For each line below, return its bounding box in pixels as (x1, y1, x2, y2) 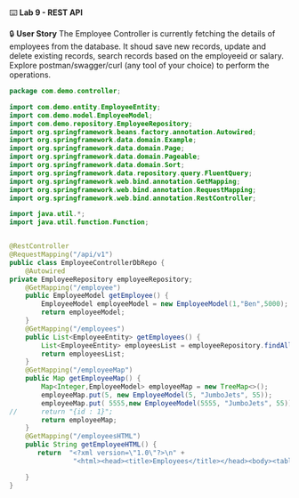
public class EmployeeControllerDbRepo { (9, 258, 166, 267)
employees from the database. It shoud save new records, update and (9, 41, 267, 52)
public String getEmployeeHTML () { (25, 440, 158, 449)
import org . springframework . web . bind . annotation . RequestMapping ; (9, 185, 256, 194)
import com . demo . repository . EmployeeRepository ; (9, 119, 193, 128)
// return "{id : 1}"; (9, 407, 114, 416)
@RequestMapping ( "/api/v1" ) (9, 250, 114, 259)
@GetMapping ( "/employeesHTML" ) (25, 432, 141, 441)
